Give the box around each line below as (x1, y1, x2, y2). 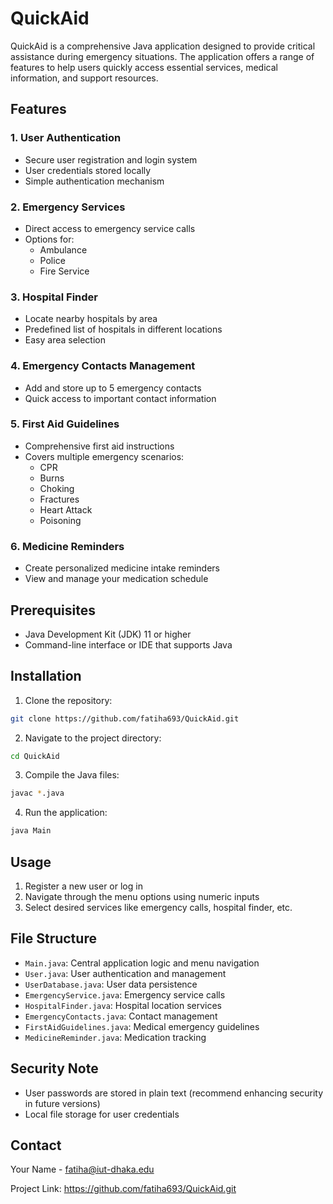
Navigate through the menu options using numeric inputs (24, 891, 260, 903)
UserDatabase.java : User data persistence (24, 978, 198, 990)
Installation (10, 668, 82, 685)
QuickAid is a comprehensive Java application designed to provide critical (10, 40, 316, 52)
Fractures (39, 493, 80, 505)
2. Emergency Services (10, 200, 126, 214)
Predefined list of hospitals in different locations (24, 323, 223, 336)
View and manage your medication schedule (24, 573, 209, 585)
